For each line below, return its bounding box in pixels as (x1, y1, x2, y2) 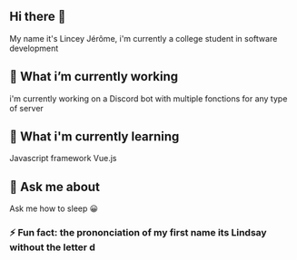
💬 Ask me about (9, 178, 100, 195)
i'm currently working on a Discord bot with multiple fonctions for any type (9, 92, 288, 104)
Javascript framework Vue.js (9, 153, 117, 164)
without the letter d (9, 241, 95, 254)
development (9, 43, 59, 53)
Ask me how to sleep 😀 (9, 203, 98, 214)
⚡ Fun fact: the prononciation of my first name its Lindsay (9, 226, 267, 239)
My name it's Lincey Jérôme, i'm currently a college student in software (9, 33, 278, 43)
